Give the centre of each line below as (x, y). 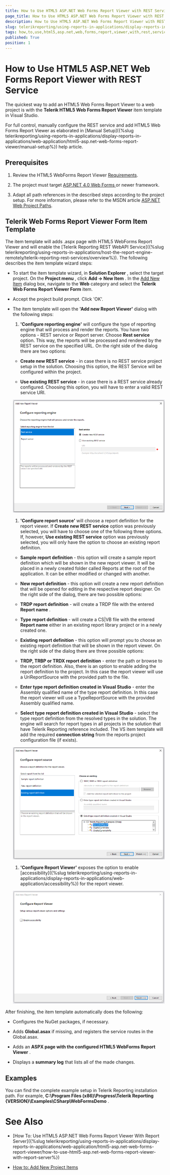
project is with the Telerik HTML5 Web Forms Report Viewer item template (84, 110)
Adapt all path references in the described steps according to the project (88, 195)
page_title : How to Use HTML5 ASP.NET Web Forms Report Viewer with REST (85, 16)
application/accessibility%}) (49, 884)
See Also (24, 1122)
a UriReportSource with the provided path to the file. (75, 677)
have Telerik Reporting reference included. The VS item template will (92, 729)
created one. (33, 630)
